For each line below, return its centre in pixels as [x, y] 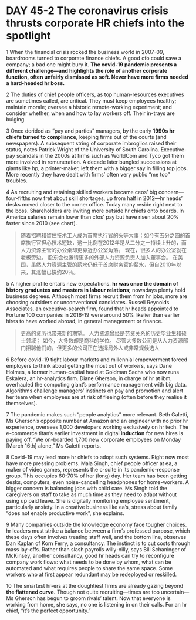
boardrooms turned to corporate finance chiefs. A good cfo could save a [94, 58]
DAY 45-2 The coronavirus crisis [87, 11]
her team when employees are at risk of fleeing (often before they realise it [96, 397]
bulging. [16, 119]
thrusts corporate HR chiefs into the [95, 23]
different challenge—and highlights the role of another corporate [87, 70]
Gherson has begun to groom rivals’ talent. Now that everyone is [93, 598]
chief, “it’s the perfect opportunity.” [48, 611]
